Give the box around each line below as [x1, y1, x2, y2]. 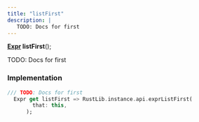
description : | [7, 17, 52, 24]
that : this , [32, 102, 68, 109]
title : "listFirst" [7, 10, 64, 17]
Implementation [7, 73, 63, 83]
